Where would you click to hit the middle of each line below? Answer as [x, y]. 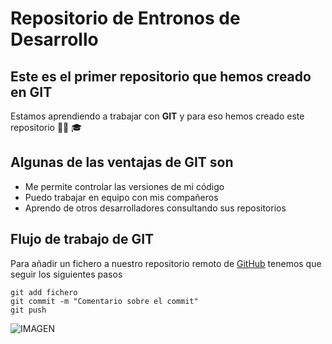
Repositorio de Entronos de [125, 18]
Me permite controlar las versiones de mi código [124, 186]
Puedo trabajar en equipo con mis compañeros [121, 197]
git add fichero [44, 292]
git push [28, 310]
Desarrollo [54, 39]
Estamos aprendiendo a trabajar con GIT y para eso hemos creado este [157, 116]
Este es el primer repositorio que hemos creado [161, 76]
